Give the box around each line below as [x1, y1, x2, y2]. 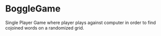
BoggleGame [5, 3, 61, 14]
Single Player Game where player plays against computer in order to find [5, 19, 156, 25]
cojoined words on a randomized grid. [5, 24, 84, 30]
